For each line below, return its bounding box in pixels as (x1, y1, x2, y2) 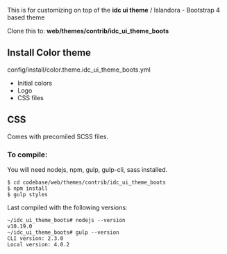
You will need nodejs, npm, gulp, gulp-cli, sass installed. (7, 165, 168, 173)
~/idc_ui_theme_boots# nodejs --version (7, 216, 126, 223)
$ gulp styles (7, 191, 49, 198)
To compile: (7, 150, 48, 159)
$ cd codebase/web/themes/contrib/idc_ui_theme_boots (7, 179, 167, 186)
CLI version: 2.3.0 (7, 235, 64, 242)
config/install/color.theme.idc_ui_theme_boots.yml (7, 65, 151, 74)
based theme (7, 13, 45, 22)
